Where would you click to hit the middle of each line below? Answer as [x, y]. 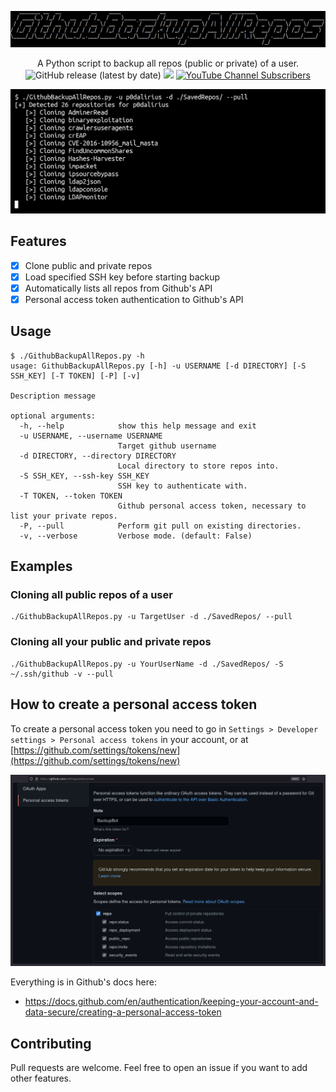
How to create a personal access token [134, 704]
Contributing [51, 1043]
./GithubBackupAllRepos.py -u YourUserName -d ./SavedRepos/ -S [147, 664]
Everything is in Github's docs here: [83, 982]
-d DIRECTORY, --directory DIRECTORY [98, 456]
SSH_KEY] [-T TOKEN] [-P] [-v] [75, 376]
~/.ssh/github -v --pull [62, 674]
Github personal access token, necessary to [212, 506]
